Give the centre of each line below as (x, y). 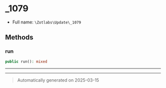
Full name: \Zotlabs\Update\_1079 (47, 22)
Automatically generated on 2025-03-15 (58, 80)
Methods (19, 37)
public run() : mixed (26, 62)
